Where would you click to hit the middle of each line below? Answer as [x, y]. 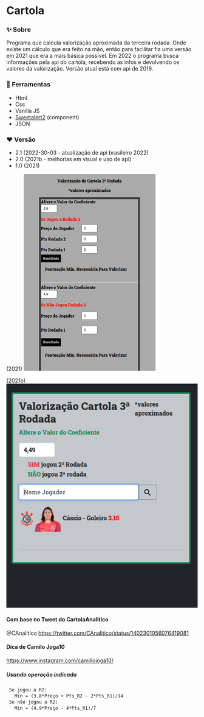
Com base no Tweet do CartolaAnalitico [57, 620]
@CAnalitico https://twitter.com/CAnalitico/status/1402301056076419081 [98, 633]
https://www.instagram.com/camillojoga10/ [60, 660]
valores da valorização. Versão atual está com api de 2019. [80, 69]
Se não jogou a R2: [34, 702]
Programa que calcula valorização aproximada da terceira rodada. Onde [96, 43]
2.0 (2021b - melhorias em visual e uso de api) [73, 159]
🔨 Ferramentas [28, 85]
